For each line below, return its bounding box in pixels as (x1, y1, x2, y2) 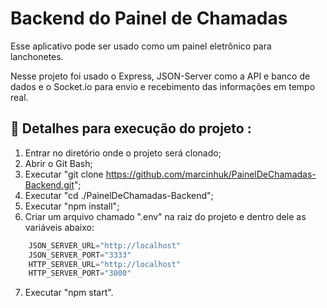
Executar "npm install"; (24, 200, 120, 212)
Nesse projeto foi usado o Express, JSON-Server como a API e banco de (10, 70, 311, 82)
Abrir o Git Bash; (24, 157, 93, 169)
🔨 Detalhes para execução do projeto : (10, 120, 252, 137)
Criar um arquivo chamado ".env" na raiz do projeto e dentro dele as (24, 210, 307, 222)
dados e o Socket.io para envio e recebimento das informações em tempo (10, 80, 316, 92)
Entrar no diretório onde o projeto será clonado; (24, 147, 222, 159)
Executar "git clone (24, 168, 104, 180)
